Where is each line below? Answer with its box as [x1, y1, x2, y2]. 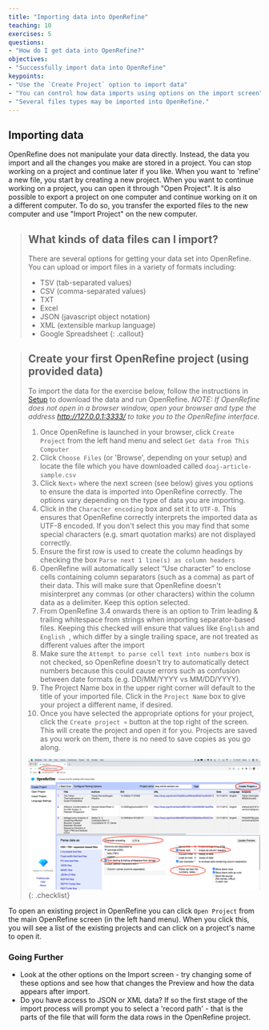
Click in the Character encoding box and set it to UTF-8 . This [39, 504, 237, 513]
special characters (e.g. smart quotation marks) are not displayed [39, 529, 256, 539]
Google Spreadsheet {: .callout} [39, 329, 144, 339]
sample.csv [39, 471, 77, 479]
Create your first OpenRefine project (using [27, 352, 250, 366]
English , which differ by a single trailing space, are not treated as [39, 631, 259, 641]
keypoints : [8, 72, 45, 80]
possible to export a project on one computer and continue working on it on [8, 193, 258, 202]
